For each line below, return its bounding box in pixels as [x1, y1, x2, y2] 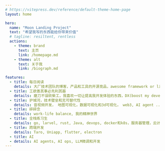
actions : [9, 39, 27, 44]
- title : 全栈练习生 [9, 116, 48, 121]
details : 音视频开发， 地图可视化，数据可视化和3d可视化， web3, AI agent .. [14, 102, 161, 107]
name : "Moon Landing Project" [9, 25, 71, 30]
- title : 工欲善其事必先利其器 [9, 89, 66, 94]
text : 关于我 [18, 62, 43, 67]
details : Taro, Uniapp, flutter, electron [14, 129, 102, 135]
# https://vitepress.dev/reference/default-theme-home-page [5, 7, 131, 12]
